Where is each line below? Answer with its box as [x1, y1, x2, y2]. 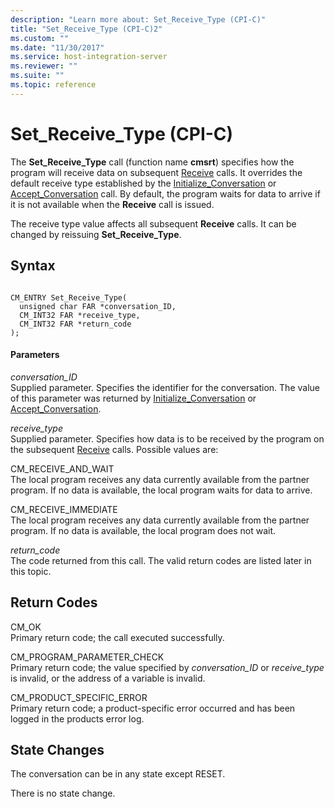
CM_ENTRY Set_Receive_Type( [10, 292, 128, 303]
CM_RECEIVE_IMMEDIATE [10, 503, 118, 515]
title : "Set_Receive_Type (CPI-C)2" [10, 24, 163, 34]
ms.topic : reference [10, 80, 97, 90]
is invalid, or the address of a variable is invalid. [10, 672, 206, 684]
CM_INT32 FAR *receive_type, [19, 310, 141, 320]
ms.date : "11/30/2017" [10, 42, 105, 53]
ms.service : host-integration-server [10, 52, 168, 62]
